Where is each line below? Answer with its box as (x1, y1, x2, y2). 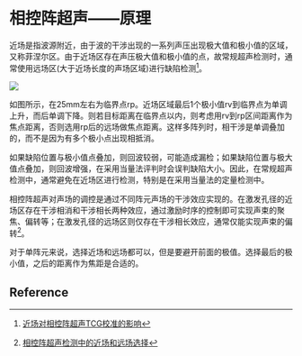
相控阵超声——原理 (9, 8, 152, 29)
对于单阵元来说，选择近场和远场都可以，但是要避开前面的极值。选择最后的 (9, 247, 285, 258)
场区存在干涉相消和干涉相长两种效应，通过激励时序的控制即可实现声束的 (9, 205, 277, 215)
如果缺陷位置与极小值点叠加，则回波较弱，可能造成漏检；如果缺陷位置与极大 (9, 151, 293, 162)
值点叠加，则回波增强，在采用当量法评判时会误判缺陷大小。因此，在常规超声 (9, 163, 293, 174)
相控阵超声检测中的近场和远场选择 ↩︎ (22, 337, 158, 348)
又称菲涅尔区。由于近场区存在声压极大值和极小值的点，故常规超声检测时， (9, 50, 285, 61)
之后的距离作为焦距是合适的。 (32, 258, 144, 269)
